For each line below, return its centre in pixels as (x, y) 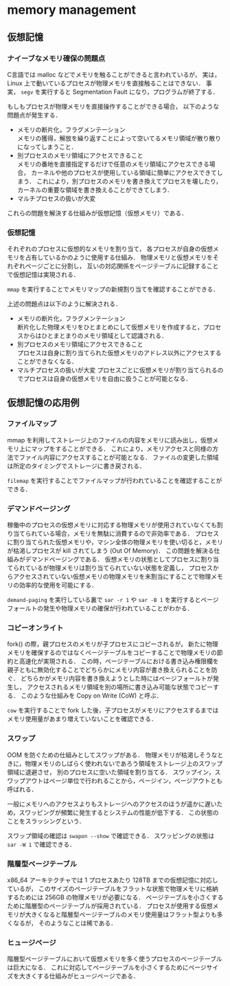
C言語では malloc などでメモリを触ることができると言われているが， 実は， (114, 74)
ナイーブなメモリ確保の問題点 (56, 58)
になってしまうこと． (47, 147)
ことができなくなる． (47, 362)
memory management (72, 10)
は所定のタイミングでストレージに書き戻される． (76, 466)
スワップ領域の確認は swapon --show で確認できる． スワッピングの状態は (111, 835)
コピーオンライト (35, 628)
